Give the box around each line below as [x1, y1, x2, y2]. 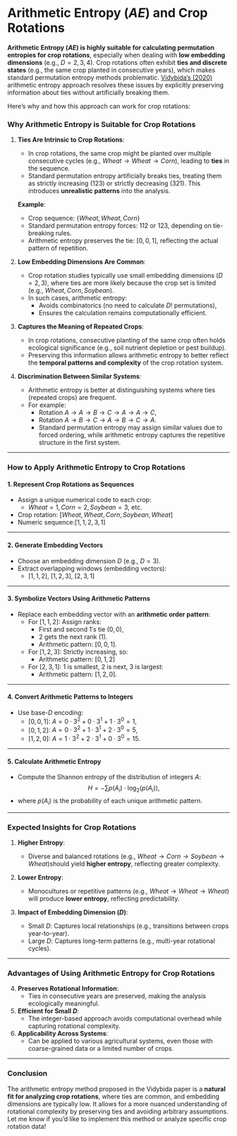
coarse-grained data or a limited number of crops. [28, 1044, 174, 1053]
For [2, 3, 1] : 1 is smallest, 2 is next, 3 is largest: [28, 662, 164, 671]
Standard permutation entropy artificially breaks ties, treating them [28, 171, 222, 181]
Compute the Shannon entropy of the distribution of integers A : [17, 773, 202, 781]
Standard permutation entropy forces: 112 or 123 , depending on [28, 221, 212, 230]
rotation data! [7, 1122, 47, 1130]
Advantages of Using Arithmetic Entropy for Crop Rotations [7, 968, 215, 978]
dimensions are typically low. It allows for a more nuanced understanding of [7, 1099, 228, 1108]
